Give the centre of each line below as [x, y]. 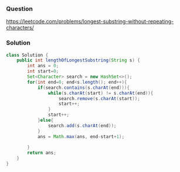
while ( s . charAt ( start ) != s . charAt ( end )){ [101, 93]
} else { [45, 121]
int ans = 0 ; [43, 66]
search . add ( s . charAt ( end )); [82, 125]
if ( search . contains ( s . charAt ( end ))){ [84, 87]
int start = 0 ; [43, 71]
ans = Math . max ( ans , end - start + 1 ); [81, 136]
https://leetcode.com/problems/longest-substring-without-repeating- [90, 22]
